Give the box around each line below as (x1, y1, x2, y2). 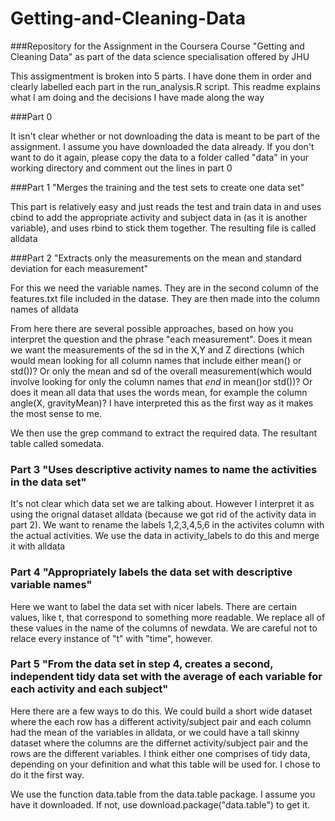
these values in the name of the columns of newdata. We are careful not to (10, 622, 318, 634)
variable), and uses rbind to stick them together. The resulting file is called (10, 222, 317, 234)
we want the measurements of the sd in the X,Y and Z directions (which (10, 343, 305, 356)
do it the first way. (10, 768, 85, 781)
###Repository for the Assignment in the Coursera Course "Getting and (10, 40, 305, 52)
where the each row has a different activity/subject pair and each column (10, 715, 312, 727)
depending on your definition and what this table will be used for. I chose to (10, 758, 321, 770)
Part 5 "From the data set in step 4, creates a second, (10, 657, 274, 671)
